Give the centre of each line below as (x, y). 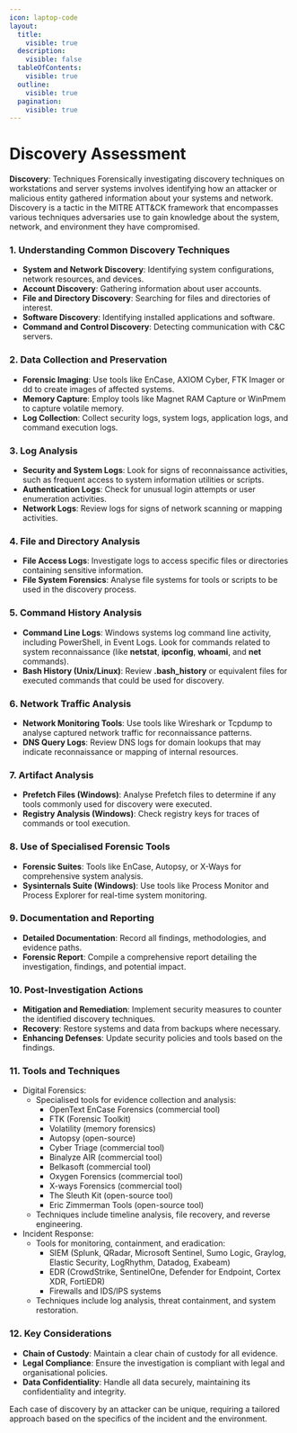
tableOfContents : (50, 68)
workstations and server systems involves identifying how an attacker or (143, 189)
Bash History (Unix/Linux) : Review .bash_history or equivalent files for (155, 670)
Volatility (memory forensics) (102, 1129)
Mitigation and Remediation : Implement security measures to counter (152, 1009)
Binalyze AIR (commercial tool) (106, 1158)
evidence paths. (52, 947)
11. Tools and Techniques (65, 1071)
